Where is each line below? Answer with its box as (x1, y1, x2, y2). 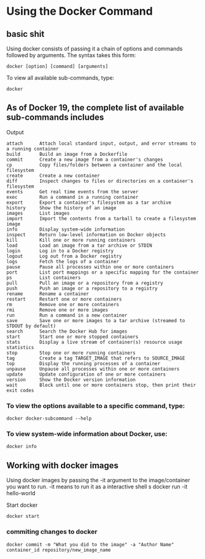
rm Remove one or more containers (6, 301, 120, 307)
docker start (6, 514, 40, 520)
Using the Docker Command (6, 4, 153, 18)
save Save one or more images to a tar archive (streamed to (6, 317, 185, 323)
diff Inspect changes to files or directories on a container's (6, 178, 193, 184)
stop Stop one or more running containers (6, 350, 136, 356)
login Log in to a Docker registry (6, 247, 114, 254)
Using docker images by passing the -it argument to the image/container (6, 477, 190, 484)
